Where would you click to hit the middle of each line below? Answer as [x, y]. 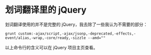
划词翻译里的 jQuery [46, 10]
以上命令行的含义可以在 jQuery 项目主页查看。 [51, 47]
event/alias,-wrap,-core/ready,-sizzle [46, 38]
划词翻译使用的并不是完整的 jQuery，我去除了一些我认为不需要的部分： [76, 24]
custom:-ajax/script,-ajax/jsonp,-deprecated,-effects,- [77, 34]
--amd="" [97, 38]
